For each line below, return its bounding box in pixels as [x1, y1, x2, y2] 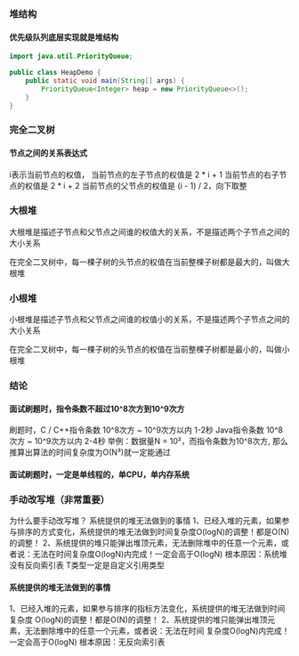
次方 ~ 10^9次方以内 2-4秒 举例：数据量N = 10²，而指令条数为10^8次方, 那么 [9, 436, 288, 447]
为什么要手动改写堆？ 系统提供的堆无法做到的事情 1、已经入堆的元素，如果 [9, 515, 282, 526]
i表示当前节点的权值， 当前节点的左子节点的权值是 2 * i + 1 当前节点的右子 [9, 169, 279, 180]
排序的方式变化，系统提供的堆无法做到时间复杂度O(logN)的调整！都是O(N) [16, 527, 290, 538]
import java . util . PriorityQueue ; [9, 52, 133, 61]
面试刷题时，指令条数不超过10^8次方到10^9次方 [9, 403, 185, 414]
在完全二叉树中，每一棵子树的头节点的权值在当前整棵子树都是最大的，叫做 [9, 256, 282, 267]
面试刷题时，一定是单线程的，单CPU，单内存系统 [9, 469, 190, 480]
